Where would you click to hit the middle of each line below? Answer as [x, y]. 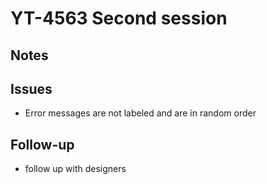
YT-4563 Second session [119, 18]
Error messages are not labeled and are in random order [140, 113]
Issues [31, 88]
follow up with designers [75, 169]
